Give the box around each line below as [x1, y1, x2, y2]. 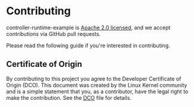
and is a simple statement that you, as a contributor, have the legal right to [6, 88, 189, 95]
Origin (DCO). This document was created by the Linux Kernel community [6, 81, 187, 88]
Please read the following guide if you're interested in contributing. [6, 42, 170, 49]
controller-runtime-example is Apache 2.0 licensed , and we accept [6, 24, 171, 31]
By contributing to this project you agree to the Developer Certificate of [6, 75, 181, 82]
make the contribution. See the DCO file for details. [6, 94, 132, 101]
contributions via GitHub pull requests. [6, 30, 101, 37]
